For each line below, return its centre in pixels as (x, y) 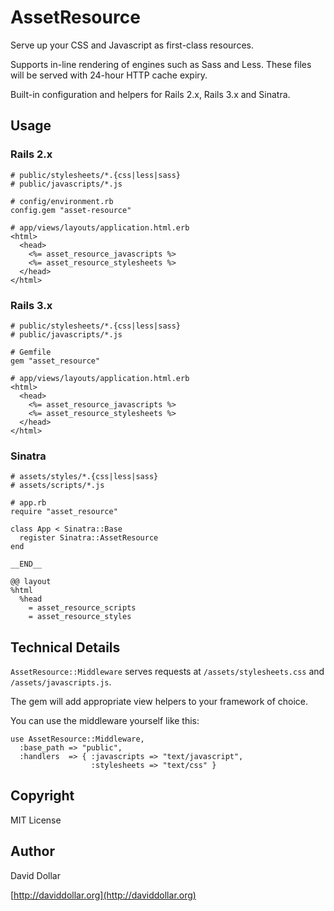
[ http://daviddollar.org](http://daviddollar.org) (103, 895)
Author (32, 851)
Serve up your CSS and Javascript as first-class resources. (132, 45)
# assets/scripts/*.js (57, 486)
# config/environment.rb (62, 201)
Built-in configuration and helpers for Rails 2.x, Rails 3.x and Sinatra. (150, 94)
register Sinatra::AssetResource (89, 538)
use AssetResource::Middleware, (77, 739)
